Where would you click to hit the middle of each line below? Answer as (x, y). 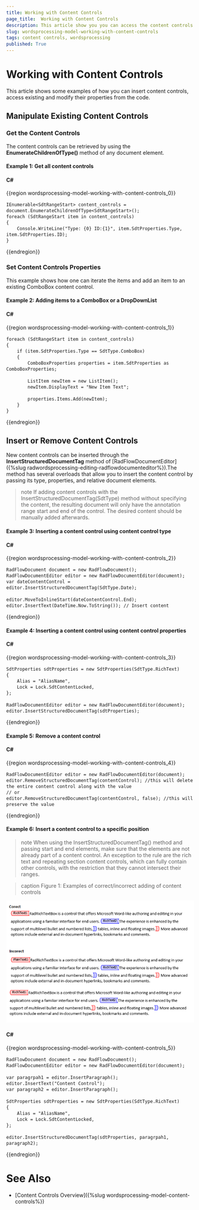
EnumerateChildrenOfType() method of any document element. (85, 152)
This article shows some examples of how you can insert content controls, (97, 91)
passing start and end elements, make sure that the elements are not (105, 848)
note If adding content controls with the (69, 492)
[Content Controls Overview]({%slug (60, 1195)
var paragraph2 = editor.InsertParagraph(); (62, 1089)
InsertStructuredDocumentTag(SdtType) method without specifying (103, 499)
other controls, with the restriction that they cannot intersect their (101, 867)
